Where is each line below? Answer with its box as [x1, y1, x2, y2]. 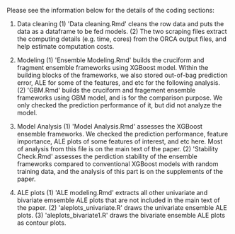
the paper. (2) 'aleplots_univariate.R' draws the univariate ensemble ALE [16, 204, 227, 211]
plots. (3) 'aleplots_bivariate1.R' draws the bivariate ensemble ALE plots [16, 211, 226, 219]
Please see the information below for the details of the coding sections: [6, 6, 215, 14]
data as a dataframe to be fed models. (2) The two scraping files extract [16, 28, 227, 35]
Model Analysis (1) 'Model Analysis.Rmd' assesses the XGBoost [16, 122, 203, 130]
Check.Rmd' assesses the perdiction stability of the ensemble [16, 152, 197, 160]
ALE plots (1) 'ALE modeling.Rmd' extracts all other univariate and [16, 189, 208, 197]
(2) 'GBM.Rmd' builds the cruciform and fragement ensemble [16, 86, 196, 94]
